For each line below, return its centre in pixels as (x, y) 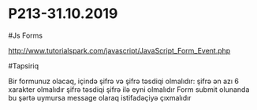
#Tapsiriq (24, 66)
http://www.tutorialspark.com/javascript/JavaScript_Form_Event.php (119, 50)
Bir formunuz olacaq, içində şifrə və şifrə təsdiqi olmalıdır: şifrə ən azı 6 (123, 81)
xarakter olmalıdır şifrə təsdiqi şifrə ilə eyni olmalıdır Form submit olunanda (129, 89)
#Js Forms (26, 35)
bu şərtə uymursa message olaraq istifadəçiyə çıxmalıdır (100, 97)
